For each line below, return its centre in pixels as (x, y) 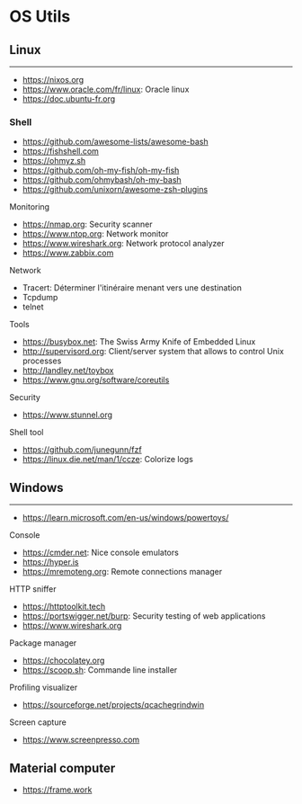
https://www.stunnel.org (67, 415)
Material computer (62, 768)
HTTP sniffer (33, 589)
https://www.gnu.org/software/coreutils (96, 380)
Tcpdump (40, 298)
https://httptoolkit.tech (64, 607)
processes (42, 361)
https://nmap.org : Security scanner (87, 224)
